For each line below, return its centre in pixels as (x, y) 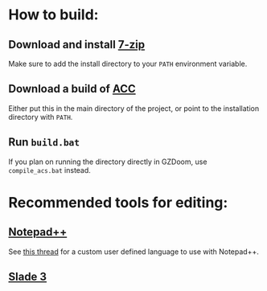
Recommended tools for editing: (118, 202)
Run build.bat (44, 142)
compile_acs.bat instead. (49, 170)
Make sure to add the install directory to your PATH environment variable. (128, 64)
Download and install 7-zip (77, 45)
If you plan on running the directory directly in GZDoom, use (108, 162)
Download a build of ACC (72, 89)
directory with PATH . (41, 117)
